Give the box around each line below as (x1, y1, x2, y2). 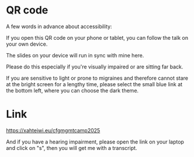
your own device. (6, 40, 48, 47)
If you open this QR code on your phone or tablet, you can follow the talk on (6, 34, 189, 41)
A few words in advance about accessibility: (6, 23, 112, 30)
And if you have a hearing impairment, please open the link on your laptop (6, 138, 184, 145)
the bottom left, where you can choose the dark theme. (6, 87, 139, 94)
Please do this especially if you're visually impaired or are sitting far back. (6, 63, 183, 70)
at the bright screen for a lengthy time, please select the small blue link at (6, 80, 183, 88)
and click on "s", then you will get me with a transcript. (6, 144, 137, 151)
